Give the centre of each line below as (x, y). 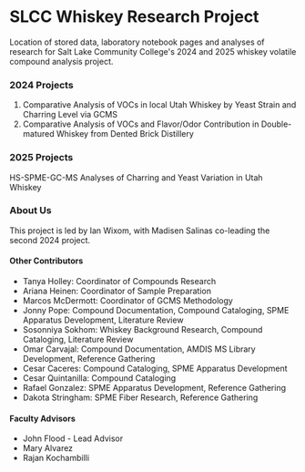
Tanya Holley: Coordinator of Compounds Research (119, 282)
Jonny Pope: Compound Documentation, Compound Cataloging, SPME (156, 311)
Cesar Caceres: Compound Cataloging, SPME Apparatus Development (155, 369)
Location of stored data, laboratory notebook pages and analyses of (137, 42)
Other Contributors (46, 261)
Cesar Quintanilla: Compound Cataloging (99, 378)
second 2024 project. (50, 240)
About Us (30, 210)
